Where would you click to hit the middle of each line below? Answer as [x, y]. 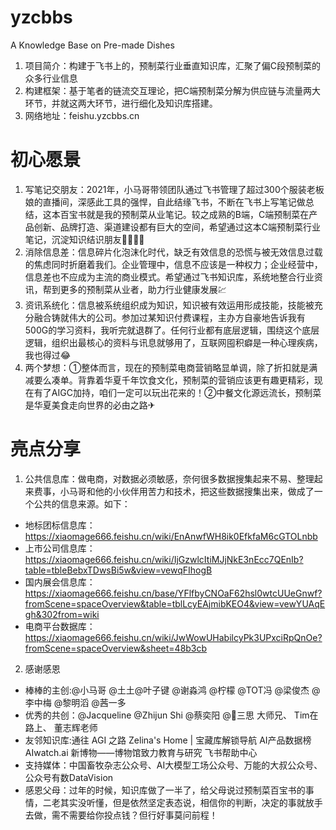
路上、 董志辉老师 [61, 727]
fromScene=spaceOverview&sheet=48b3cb [116, 648]
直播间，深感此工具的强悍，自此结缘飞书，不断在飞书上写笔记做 [174, 202]
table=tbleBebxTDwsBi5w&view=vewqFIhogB [118, 570]
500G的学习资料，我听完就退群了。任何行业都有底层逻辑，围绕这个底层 [172, 330]
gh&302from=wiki [62, 614]
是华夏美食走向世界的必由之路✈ [90, 405]
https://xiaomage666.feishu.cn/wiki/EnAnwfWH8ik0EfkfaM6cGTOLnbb [171, 536]
